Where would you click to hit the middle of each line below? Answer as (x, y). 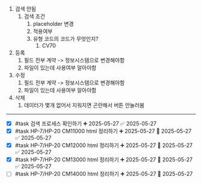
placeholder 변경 (53, 24)
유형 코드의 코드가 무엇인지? (66, 39)
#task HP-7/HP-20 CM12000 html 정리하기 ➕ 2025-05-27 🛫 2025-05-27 (104, 145)
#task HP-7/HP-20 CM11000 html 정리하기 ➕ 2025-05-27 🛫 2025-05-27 (103, 131)
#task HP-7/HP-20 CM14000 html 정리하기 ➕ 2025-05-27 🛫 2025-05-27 (104, 174)
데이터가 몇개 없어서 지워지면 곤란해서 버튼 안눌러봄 (84, 105)
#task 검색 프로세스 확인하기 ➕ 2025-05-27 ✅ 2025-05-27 (86, 124)
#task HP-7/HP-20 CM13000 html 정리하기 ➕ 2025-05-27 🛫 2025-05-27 (104, 160)
